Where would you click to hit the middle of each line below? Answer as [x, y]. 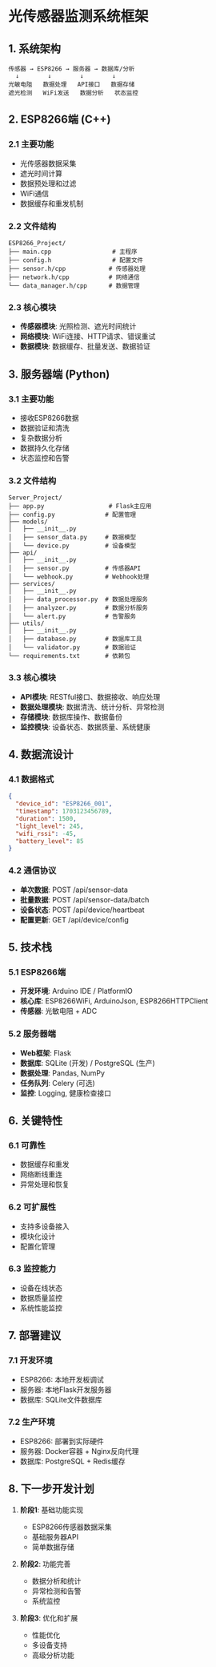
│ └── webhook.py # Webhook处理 [79, 577]
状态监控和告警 [44, 458]
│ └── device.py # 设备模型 [72, 546]
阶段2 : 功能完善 [45, 1564]
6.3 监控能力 [32, 1269]
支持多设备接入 [44, 1226]
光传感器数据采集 [48, 163]
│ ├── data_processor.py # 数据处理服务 [78, 599]
